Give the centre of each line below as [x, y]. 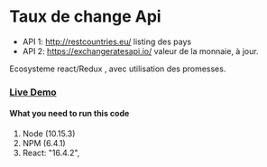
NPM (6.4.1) [44, 144]
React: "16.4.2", [51, 153]
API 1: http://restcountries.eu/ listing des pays [107, 42]
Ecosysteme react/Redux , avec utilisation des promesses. [118, 69]
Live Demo [33, 92]
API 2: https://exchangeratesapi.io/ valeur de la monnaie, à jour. [140, 51]
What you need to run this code [69, 114]
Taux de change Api [85, 17]
